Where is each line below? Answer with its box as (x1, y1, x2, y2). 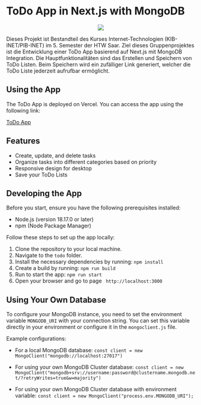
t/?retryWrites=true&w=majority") (14, 375, 101, 382)
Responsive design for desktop (14, 164, 92, 172)
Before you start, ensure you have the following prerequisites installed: (6, 204, 181, 211)
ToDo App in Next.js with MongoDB (6, 4, 185, 18)
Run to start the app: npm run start (14, 271, 102, 278)
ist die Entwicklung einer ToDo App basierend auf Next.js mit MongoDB (6, 48, 182, 55)
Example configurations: (6, 335, 67, 343)
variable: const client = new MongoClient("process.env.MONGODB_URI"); (14, 392, 194, 400)
